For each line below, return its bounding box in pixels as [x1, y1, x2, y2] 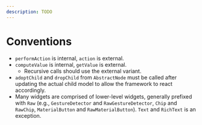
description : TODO [6, 8, 52, 15]
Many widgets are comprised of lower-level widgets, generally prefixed [14, 93, 192, 100]
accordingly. [14, 87, 46, 94]
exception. [14, 112, 42, 119]
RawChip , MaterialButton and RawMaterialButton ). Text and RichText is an [14, 106, 196, 113]
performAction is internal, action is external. [14, 55, 124, 62]
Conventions [6, 34, 72, 48]
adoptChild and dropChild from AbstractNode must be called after [14, 73, 177, 81]
